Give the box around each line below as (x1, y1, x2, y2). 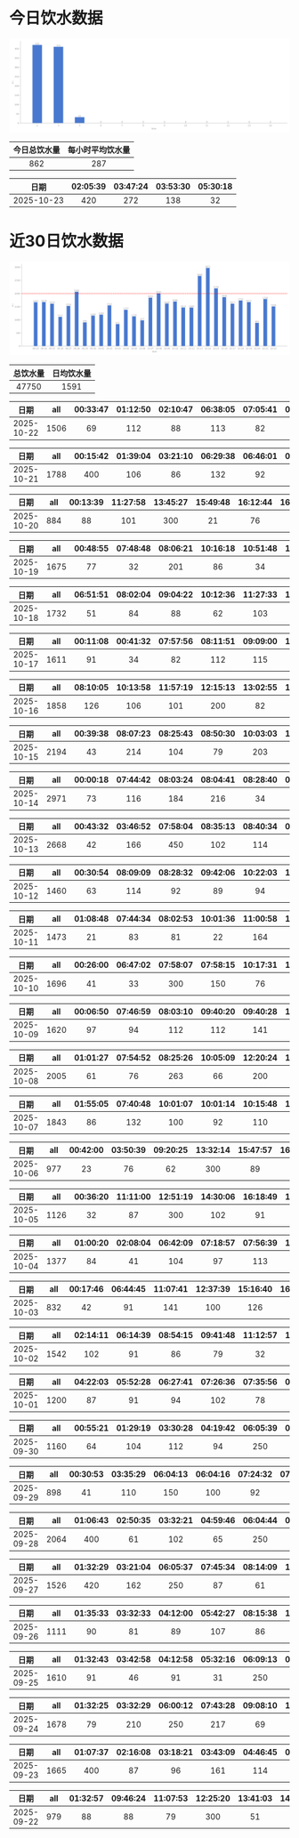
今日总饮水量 (12, 144, 61, 156)
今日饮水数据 (9, 8, 104, 28)
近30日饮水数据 (9, 231, 124, 252)
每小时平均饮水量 (68, 144, 131, 156)
